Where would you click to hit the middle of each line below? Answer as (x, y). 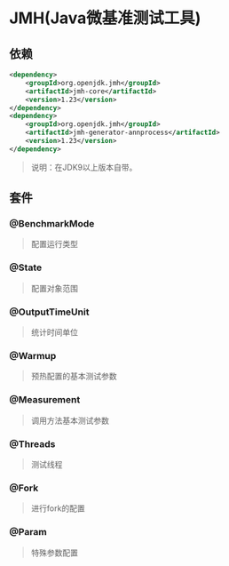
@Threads (32, 443)
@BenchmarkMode (52, 224)
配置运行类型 (54, 244)
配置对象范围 (54, 288)
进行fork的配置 (58, 508)
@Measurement (45, 400)
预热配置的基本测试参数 (74, 376)
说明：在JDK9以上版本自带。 (84, 167)
